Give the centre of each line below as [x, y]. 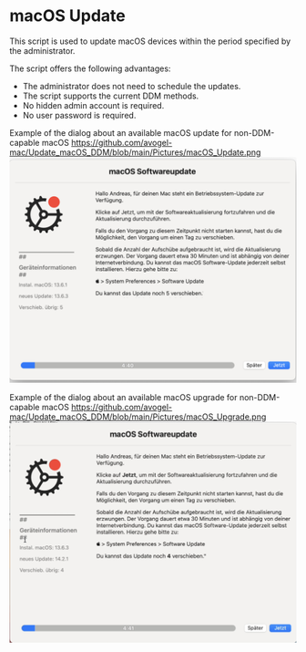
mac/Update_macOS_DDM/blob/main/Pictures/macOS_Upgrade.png [138, 417]
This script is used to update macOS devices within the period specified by [150, 41]
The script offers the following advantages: [90, 68]
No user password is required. [79, 115]
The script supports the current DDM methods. [111, 96]
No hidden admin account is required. [93, 105]
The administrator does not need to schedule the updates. [132, 86]
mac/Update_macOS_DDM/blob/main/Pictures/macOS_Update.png [135, 152]
